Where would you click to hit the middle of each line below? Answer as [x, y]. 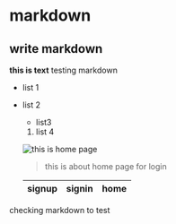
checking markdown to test [60, 210]
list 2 [31, 105]
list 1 [31, 87]
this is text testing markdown [64, 70]
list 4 [45, 132]
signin [79, 189]
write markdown [56, 49]
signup [42, 189]
